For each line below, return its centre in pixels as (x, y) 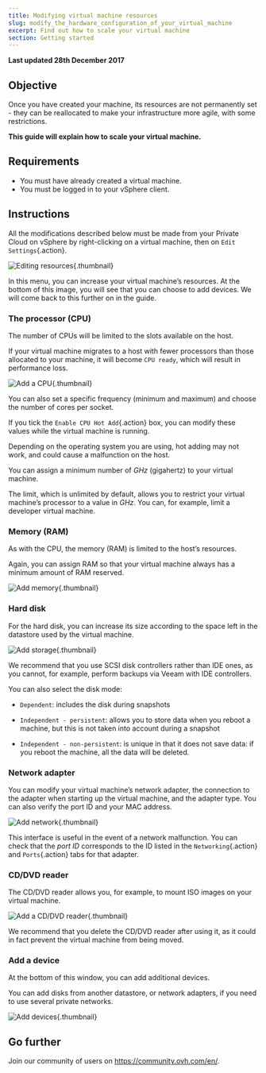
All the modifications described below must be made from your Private (124, 233)
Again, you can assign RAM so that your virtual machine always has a (122, 564)
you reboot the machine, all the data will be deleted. (104, 752)
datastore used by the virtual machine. (71, 634)
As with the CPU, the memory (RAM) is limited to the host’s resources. (122, 549)
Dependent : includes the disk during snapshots (95, 704)
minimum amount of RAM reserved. (66, 573)
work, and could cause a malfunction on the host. (89, 454)
